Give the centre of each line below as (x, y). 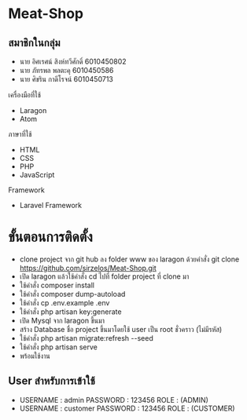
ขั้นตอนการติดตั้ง (50, 237)
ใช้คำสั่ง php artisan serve (59, 347)
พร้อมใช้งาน (35, 356)
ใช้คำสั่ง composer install (57, 285)
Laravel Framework (51, 205)
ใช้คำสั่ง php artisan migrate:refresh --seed (86, 338)
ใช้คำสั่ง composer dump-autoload (72, 294)
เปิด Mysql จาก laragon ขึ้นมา (62, 320)
